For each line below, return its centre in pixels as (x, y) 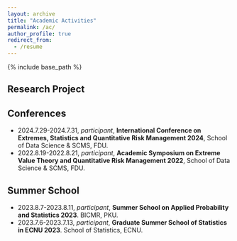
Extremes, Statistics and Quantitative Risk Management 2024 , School (122, 138)
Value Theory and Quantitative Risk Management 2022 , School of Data (124, 161)
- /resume (28, 47)
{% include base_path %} (45, 67)
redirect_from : (30, 40)
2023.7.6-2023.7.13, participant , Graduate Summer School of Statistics (122, 223)
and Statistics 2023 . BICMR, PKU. (68, 215)
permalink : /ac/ (31, 27)
